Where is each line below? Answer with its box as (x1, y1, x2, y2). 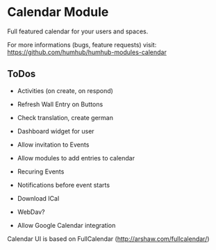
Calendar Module (7, 4, 109, 20)
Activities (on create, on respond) (17, 86, 113, 94)
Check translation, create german (17, 113, 113, 122)
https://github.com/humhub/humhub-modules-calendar (7, 48, 167, 56)
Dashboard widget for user (17, 126, 95, 135)
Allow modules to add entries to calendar (17, 153, 135, 162)
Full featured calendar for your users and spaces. (7, 27, 149, 35)
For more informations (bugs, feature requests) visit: (7, 40, 157, 49)
